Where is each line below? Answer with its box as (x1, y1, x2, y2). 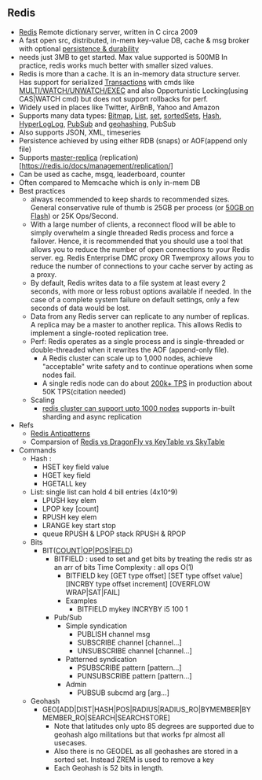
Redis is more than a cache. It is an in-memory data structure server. (18, 68, 241, 78)
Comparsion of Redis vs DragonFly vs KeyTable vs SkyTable (30, 437, 225, 446)
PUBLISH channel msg (77, 629, 151, 638)
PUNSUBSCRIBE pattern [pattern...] (77, 671, 193, 680)
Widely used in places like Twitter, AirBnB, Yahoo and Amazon (18, 102, 220, 112)
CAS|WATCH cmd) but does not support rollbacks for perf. (18, 94, 209, 103)
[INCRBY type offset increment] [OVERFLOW (65, 579, 211, 589)
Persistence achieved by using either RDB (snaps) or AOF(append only (18, 135, 248, 145)
